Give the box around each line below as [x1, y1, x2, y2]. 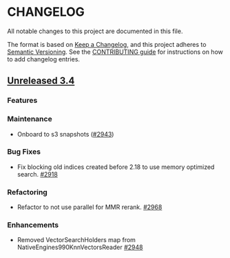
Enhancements [7, 220, 59, 230]
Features [7, 96, 38, 106]
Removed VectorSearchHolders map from [17, 236, 136, 244]
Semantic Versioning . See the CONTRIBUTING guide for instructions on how [7, 48, 224, 56]
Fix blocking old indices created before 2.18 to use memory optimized [17, 163, 215, 171]
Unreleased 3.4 [7, 75, 75, 87]
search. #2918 [17, 170, 59, 178]
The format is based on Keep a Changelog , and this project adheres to [7, 40, 207, 48]
